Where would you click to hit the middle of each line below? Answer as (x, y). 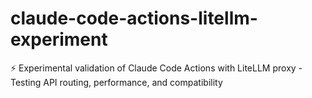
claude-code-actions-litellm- (134, 18)
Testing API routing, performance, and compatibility (116, 82)
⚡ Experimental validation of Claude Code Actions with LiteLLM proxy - (156, 68)
